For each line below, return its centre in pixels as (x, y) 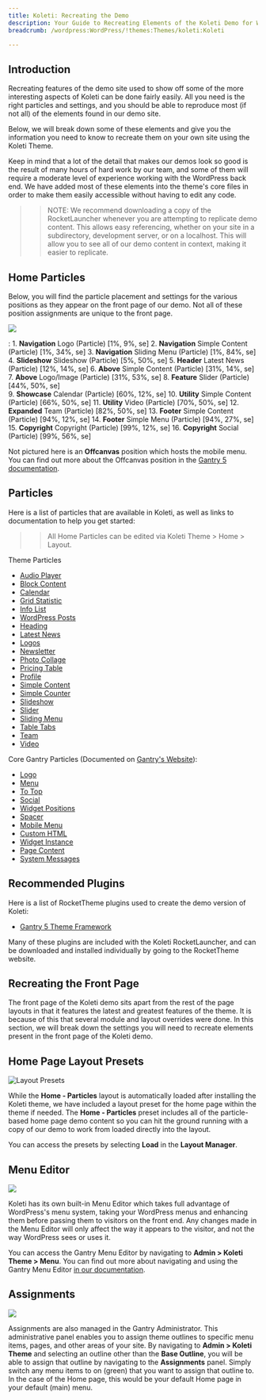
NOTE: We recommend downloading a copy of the (129, 210)
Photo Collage (43, 660)
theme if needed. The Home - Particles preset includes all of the (114, 1113)
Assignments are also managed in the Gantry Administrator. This (113, 1328)
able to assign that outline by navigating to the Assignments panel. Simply (130, 1362)
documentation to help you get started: (72, 521)
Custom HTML (43, 833)
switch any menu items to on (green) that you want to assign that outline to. (131, 1370)
